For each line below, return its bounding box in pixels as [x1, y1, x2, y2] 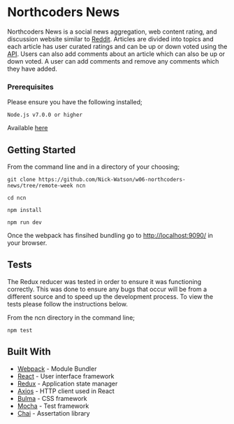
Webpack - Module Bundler [17, 365, 97, 373]
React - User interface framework [17, 372, 115, 380]
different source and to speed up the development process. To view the [7, 292, 214, 301]
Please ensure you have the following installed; [7, 98, 143, 106]
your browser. [7, 239, 47, 247]
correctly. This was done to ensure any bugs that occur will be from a [7, 285, 207, 293]
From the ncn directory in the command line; [7, 313, 135, 322]
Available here [7, 124, 48, 132]
